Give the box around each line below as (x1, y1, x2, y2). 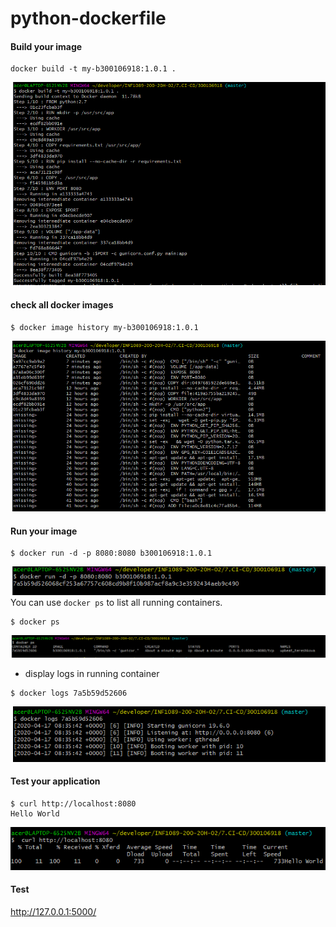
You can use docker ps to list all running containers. (10, 597, 223, 609)
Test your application (10, 775, 101, 787)
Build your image (10, 40, 83, 52)
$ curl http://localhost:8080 (10, 798, 137, 809)
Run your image (10, 525, 78, 537)
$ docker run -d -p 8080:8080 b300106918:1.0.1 (10, 548, 213, 559)
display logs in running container (24, 668, 160, 680)
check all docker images (10, 299, 114, 311)
